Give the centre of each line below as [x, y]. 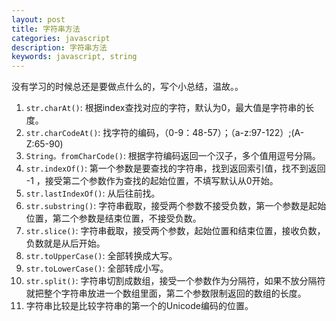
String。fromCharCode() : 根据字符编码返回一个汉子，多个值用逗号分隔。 [173, 156]
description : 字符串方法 [59, 47]
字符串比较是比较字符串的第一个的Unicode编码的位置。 [139, 306]
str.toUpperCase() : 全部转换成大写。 [101, 256]
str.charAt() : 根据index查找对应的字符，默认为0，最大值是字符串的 [165, 108]
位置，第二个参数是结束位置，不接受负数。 [113, 218]
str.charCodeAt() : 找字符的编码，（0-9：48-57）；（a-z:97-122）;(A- [165, 133]
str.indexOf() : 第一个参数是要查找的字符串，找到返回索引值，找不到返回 [175, 168]
